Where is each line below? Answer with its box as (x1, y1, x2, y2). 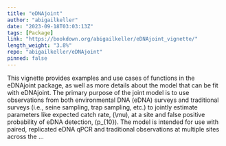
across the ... (7, 132, 45, 140)
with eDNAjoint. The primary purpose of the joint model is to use (7, 88, 190, 96)
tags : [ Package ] (7, 29, 54, 36)
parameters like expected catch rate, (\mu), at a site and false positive (7, 110, 205, 118)
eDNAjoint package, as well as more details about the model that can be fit (7, 81, 218, 90)
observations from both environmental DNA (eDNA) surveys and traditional (7, 96, 219, 104)
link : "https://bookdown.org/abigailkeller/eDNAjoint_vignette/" (7, 36, 198, 43)
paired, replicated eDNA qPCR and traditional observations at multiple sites (7, 125, 220, 133)
